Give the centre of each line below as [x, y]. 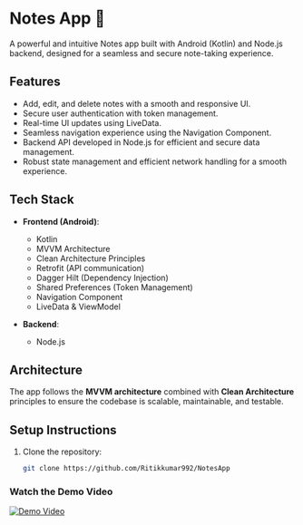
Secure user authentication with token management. [120, 113]
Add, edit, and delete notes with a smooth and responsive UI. [137, 103]
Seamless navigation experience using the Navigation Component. [147, 132]
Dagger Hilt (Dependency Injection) [103, 277]
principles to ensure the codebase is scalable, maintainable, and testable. [147, 402]
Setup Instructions [63, 430]
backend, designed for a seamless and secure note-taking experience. [142, 53]
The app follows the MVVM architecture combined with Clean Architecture [152, 392]
